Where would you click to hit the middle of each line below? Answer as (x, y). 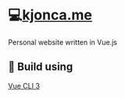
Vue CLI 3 (24, 85)
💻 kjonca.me (50, 15)
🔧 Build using (41, 67)
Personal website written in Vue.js (62, 42)
